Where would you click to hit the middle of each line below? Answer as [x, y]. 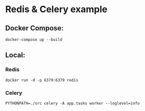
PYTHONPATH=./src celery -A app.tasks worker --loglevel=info [72, 103]
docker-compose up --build [34, 40]
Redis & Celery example [56, 9]
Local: [15, 55]
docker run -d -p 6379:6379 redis [42, 80]
